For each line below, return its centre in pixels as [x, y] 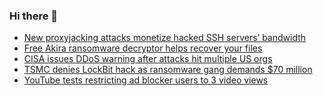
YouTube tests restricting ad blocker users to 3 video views [146, 80]
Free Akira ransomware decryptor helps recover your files [143, 48]
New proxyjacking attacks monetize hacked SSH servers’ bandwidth [165, 38]
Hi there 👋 [34, 16]
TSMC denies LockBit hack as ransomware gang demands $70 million [168, 70]
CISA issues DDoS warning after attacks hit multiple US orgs [148, 59]
